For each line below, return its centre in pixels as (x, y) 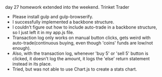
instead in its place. (32, 64)
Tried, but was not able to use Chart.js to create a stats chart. (75, 69)
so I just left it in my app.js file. (43, 32)
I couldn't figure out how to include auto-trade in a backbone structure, (84, 27)
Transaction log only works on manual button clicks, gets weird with (81, 38)
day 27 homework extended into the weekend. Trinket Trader (67, 7)
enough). (21, 48)
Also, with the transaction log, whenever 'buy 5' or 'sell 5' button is (80, 53)
